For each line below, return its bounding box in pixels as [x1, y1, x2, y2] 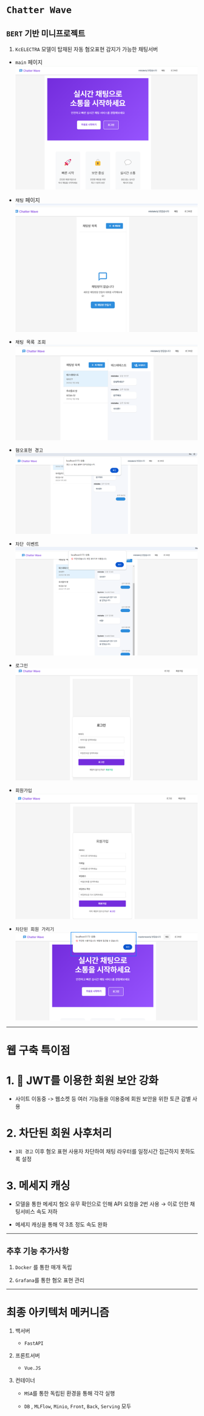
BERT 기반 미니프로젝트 [6, 28, 86, 38]
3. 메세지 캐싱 [6, 1179, 71, 1193]
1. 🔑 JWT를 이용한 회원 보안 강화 [6, 1074, 159, 1087]
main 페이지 [15, 59, 43, 66]
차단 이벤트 [15, 541, 39, 547]
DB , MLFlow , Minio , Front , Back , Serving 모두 [24, 1402, 132, 1410]
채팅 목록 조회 [15, 340, 46, 346]
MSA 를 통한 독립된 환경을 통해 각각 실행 [24, 1389, 115, 1396]
